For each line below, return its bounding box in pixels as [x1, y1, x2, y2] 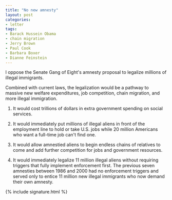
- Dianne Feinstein [5, 55, 47, 61]
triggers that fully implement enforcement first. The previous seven [12, 163, 155, 169]
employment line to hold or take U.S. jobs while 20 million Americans [12, 126, 158, 132]
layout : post [5, 12, 33, 17]
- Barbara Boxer [5, 50, 40, 55]
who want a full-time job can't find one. [12, 132, 97, 138]
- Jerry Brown [5, 41, 36, 46]
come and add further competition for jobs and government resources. [12, 147, 163, 153]
